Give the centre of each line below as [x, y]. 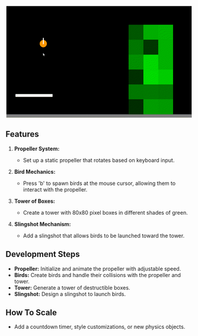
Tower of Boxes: [35, 201]
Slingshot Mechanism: [42, 224]
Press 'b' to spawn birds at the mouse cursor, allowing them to [99, 183]
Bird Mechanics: [35, 171]
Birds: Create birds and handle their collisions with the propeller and [98, 275]
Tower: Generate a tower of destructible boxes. [72, 287]
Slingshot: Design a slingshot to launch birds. [70, 294]
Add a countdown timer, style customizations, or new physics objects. [100, 327]
